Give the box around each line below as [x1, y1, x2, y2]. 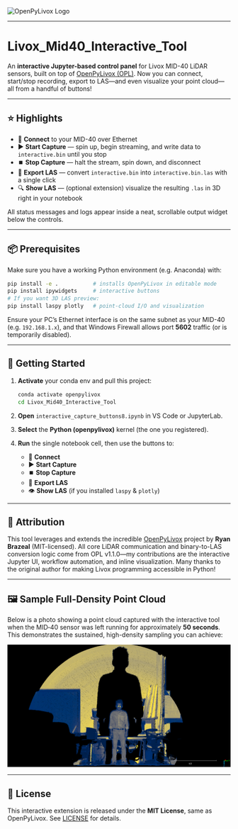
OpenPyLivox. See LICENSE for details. [7, 814, 122, 823]
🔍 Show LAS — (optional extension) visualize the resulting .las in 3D [17, 184, 221, 192]
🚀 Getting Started [7, 357, 86, 369]
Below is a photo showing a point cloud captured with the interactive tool [7, 616, 220, 624]
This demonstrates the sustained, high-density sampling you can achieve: [7, 630, 223, 639]
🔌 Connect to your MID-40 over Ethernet [17, 135, 137, 143]
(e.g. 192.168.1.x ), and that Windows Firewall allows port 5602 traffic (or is [7, 323, 227, 332]
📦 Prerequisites [7, 243, 81, 255]
